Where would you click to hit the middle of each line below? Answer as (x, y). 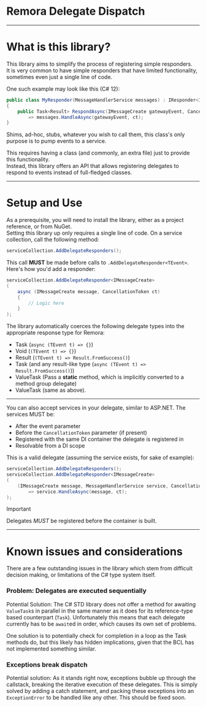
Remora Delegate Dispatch (76, 11)
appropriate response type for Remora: (56, 333)
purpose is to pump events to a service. (56, 141)
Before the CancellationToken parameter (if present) (81, 433)
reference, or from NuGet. (39, 227)
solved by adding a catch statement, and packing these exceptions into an (100, 690)
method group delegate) (46, 384)
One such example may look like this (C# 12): (63, 89)
